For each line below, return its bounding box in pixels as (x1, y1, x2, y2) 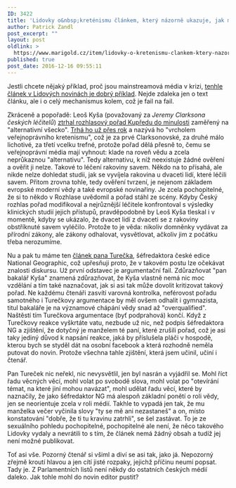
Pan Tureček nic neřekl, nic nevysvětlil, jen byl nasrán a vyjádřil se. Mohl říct (7, 369, 228, 378)
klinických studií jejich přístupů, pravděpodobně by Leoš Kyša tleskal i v (7, 207, 216, 216)
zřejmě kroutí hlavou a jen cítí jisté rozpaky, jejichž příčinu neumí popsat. (7, 458, 217, 466)
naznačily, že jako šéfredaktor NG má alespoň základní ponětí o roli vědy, (7, 392, 219, 400)
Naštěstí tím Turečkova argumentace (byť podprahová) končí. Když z (7, 311, 206, 319)
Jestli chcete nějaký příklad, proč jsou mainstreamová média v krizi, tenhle (7, 82, 223, 90)
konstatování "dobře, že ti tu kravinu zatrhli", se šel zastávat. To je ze (7, 414, 206, 423)
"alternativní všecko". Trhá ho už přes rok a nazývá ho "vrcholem (7, 125, 196, 134)
